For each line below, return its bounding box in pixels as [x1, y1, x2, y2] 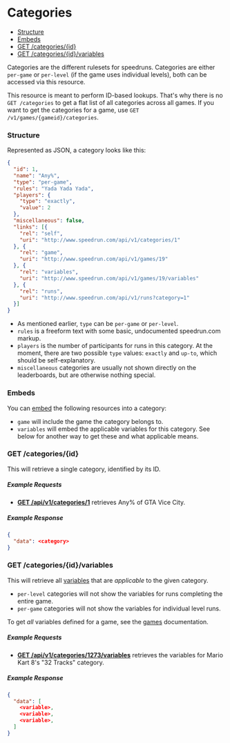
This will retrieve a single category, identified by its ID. [7, 465, 161, 473]
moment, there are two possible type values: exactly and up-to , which [17, 349, 218, 357]
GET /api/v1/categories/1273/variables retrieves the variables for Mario [17, 650, 223, 659]
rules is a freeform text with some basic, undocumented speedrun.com [17, 327, 221, 336]
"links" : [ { [13, 223, 48, 231]
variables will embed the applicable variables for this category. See [17, 425, 211, 433]
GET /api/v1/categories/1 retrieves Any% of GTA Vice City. [17, 498, 186, 506]
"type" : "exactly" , [19, 198, 76, 205]
